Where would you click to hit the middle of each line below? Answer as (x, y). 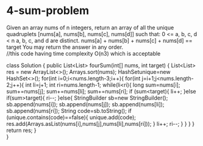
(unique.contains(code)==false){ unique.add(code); (71, 117)
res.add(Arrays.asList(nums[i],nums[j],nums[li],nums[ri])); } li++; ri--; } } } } (101, 123)
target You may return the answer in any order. (65, 47)
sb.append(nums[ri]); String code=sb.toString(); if (69, 111)
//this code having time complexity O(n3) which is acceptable (84, 53)
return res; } (21, 130)
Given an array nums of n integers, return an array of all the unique (90, 27)
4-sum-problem (48, 11)
